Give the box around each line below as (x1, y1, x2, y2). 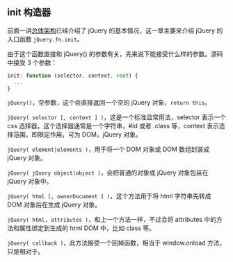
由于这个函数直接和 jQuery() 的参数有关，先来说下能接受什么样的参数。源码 (7, 49, 223, 58)
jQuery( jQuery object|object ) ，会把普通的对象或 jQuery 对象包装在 (7, 168, 209, 177)
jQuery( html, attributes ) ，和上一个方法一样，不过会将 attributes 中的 (7, 216, 217, 224)
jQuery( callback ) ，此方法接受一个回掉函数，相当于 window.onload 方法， (7, 238, 226, 247)
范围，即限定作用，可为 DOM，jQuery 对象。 (13, 130, 143, 139)
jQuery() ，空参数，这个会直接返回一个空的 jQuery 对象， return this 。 (7, 98, 211, 107)
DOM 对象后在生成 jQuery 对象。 (7, 200, 102, 209)
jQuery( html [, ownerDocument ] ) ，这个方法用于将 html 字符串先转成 (7, 192, 211, 200)
